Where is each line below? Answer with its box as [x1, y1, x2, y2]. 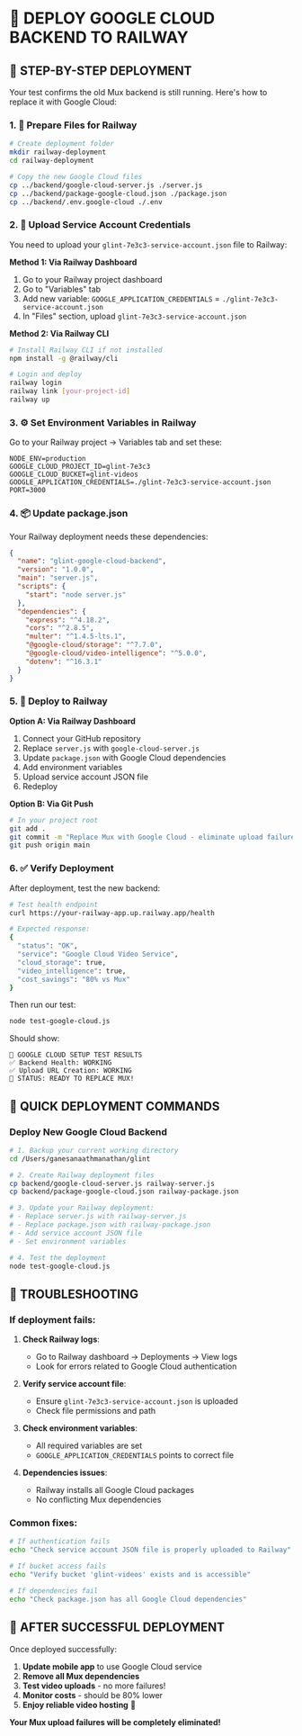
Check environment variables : [22, 1423, 138, 1434]
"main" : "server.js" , [17, 573, 99, 583]
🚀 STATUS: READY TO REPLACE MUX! [9, 1075, 135, 1084]
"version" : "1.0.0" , [17, 565, 94, 574]
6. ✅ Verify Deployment [9, 862, 114, 875]
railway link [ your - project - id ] [9, 387, 130, 396]
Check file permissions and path [35, 1406, 156, 1417]
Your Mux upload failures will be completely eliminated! [9, 1716, 222, 1727]
